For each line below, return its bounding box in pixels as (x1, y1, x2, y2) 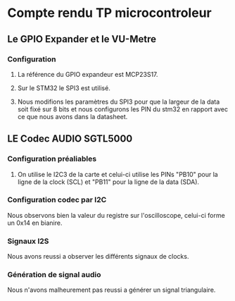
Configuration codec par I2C (7, 195, 107, 205)
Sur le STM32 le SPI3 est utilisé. (17, 83, 110, 92)
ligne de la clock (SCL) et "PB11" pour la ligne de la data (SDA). (17, 178, 199, 186)
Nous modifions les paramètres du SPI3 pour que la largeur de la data (17, 97, 220, 106)
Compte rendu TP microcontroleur (7, 5, 212, 21)
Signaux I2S (7, 236, 49, 246)
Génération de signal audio (7, 270, 101, 280)
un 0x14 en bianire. (7, 219, 63, 227)
